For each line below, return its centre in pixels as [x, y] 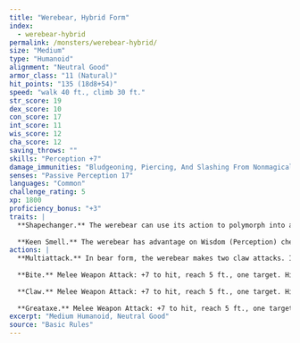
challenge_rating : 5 [48, 192]
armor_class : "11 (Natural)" [63, 76]
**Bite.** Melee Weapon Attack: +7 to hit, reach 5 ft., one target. [149, 275]
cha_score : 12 [36, 142]
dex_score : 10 [36, 109]
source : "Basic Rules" [51, 325]
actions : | [29, 250]
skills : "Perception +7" [55, 159]
